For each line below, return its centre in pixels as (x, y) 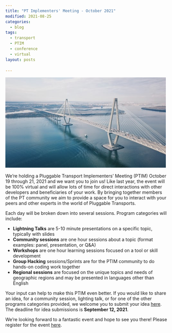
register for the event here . (34, 325)
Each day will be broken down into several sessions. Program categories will (86, 213)
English (21, 283)
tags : (11, 33)
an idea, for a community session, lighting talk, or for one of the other (79, 299)
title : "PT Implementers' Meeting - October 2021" (61, 11)
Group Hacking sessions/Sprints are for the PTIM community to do (84, 262)
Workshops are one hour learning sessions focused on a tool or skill (85, 251)
